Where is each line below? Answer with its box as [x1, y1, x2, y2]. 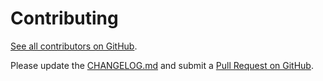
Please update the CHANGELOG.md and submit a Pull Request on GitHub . [10, 59, 314, 71]
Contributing [10, 7, 119, 30]
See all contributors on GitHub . [10, 40, 138, 52]
